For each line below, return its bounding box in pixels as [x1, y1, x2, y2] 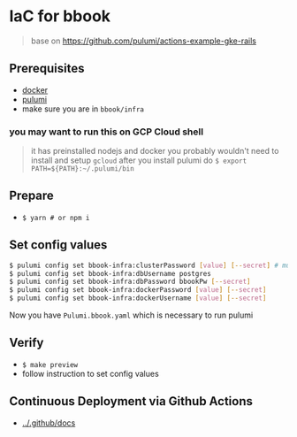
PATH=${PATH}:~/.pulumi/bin [30, 165, 134, 173]
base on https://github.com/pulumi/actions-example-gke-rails [30, 35, 256, 46]
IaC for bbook [9, 6, 111, 27]
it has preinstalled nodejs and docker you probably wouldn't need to [30, 146, 279, 157]
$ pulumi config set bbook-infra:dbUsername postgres [9, 269, 212, 278]
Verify [9, 335, 44, 350]
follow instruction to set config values [21, 368, 159, 379]
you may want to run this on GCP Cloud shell [9, 126, 204, 138]
